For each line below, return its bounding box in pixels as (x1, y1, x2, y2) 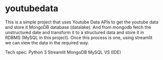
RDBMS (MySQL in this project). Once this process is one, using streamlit (5, 35, 153, 40)
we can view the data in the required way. (5, 40, 90, 45)
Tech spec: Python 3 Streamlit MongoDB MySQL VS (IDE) (5, 49, 121, 55)
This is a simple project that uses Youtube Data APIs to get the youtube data (5, 19, 159, 25)
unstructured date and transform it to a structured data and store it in (5, 29, 144, 35)
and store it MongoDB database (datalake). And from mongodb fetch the (5, 24, 151, 30)
